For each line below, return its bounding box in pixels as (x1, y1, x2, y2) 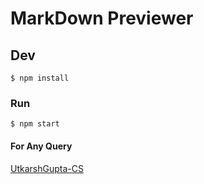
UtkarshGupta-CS (10, 162, 84, 174)
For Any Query (10, 140, 73, 152)
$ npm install (10, 73, 70, 83)
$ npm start (10, 119, 60, 129)
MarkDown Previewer (10, 7, 194, 30)
